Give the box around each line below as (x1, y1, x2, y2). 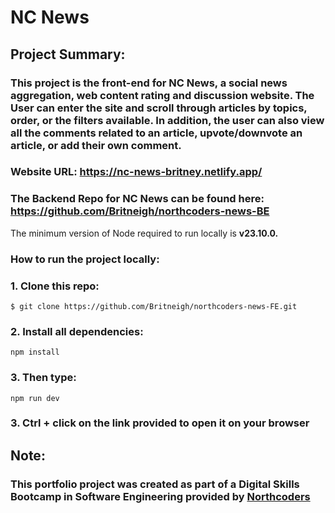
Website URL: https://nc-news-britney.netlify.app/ (10, 165, 263, 179)
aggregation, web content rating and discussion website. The (10, 88, 315, 102)
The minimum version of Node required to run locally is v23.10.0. (10, 227, 279, 239)
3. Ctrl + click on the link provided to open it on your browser (10, 416, 310, 430)
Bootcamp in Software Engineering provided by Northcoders (10, 489, 311, 503)
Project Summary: (10, 46, 126, 63)
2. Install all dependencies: (10, 324, 144, 338)
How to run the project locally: (10, 252, 160, 266)
